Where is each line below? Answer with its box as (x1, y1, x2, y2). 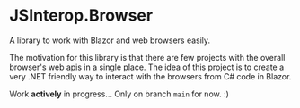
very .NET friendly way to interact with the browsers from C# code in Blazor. (9, 71, 292, 81)
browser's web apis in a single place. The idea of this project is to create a (9, 62, 285, 72)
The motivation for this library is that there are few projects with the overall (9, 52, 286, 62)
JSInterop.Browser (9, 5, 154, 26)
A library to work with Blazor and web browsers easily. (9, 35, 211, 46)
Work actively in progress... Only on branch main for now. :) (9, 88, 229, 99)
